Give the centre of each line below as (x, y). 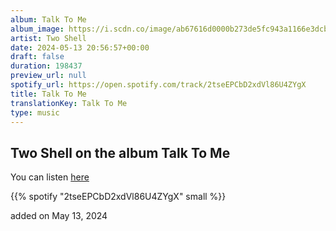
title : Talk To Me (48, 94)
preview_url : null (48, 76)
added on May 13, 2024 (59, 216)
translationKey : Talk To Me (69, 103)
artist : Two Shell (48, 38)
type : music (35, 112)
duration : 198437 (46, 66)
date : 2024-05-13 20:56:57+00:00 (80, 47)
